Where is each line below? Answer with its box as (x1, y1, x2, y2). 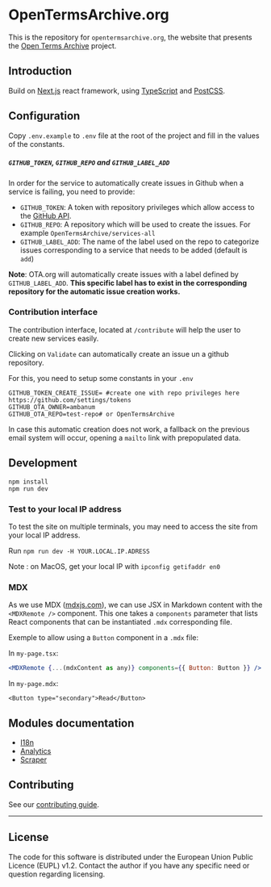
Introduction (8, 65, 73, 78)
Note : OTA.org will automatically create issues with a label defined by (8, 269, 240, 279)
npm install (8, 478, 48, 486)
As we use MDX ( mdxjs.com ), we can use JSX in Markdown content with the (8, 600, 263, 610)
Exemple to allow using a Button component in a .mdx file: (8, 633, 199, 642)
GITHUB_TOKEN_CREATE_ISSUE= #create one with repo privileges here (8, 389, 240, 397)
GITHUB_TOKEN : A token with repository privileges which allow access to (19, 202, 255, 211)
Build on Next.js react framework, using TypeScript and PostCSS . (8, 86, 226, 95)
